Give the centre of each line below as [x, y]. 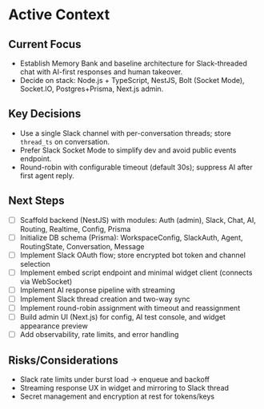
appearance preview [54, 326]
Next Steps [36, 201]
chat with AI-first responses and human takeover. [101, 72]
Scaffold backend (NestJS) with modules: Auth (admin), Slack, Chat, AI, [138, 220]
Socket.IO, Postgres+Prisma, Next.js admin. [92, 89]
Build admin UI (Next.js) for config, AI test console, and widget [123, 317]
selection [35, 264]
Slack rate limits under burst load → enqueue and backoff [115, 379]
